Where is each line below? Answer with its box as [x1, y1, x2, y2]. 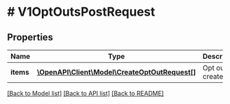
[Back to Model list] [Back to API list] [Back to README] [7, 90, 164, 97]
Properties [7, 31, 53, 43]
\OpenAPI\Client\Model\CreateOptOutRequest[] [36, 68, 196, 77]
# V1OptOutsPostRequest [7, 4, 155, 20]
